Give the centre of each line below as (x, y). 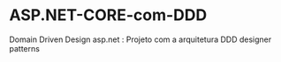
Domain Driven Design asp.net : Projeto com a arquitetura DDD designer (140, 39)
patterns (24, 48)
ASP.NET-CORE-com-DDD (108, 15)
